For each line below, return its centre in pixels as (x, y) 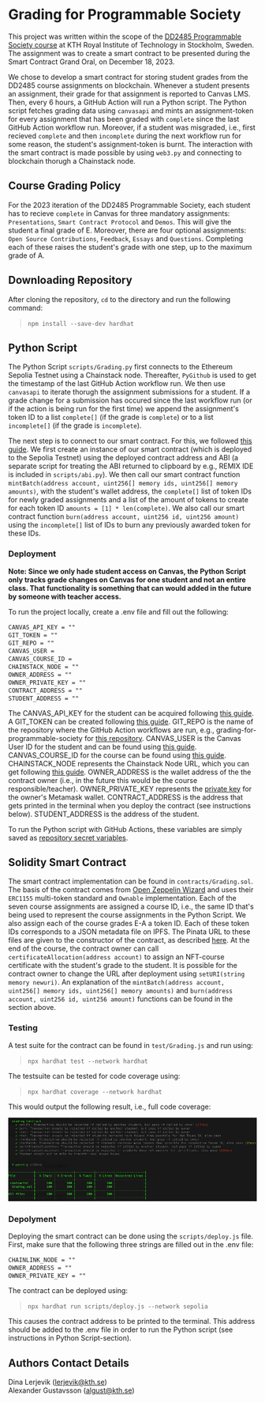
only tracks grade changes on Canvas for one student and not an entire (127, 580)
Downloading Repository (70, 280)
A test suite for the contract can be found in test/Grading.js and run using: (131, 1045)
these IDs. (24, 533)
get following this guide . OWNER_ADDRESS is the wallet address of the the (130, 772)
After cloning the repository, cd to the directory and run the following (119, 299)
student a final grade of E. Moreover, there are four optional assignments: (127, 230)
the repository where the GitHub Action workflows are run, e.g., (111, 730)
